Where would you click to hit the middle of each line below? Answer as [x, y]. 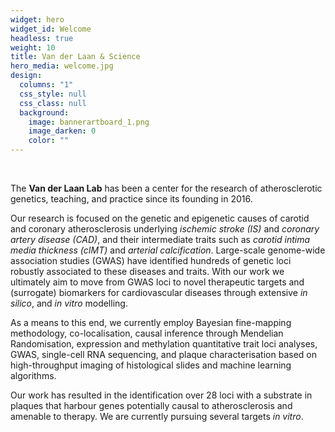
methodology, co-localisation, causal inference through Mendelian [147, 333]
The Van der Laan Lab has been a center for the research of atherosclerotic [166, 188]
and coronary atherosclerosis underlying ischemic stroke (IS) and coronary [165, 229]
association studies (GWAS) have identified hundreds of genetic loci [151, 260]
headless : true [42, 38]
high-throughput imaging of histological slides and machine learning [151, 365]
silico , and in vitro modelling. [69, 303]
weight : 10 [33, 47]
